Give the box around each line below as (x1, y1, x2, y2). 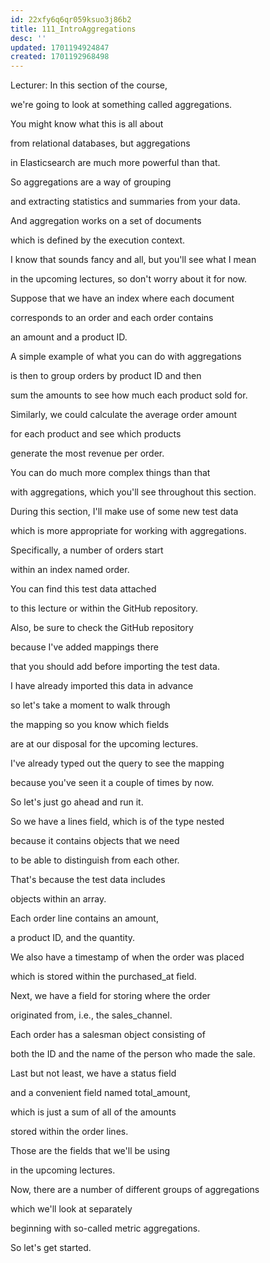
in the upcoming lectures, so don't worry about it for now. (10, 273, 248, 285)
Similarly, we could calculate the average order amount (10, 409, 237, 421)
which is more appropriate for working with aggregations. (10, 525, 247, 537)
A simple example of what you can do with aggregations (10, 351, 242, 363)
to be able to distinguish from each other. (10, 854, 180, 866)
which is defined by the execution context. (10, 234, 186, 246)
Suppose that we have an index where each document (10, 292, 235, 305)
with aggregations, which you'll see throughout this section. (10, 486, 257, 498)
